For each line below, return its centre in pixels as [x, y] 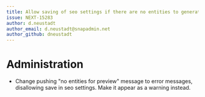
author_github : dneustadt [39, 35]
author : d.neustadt [31, 23]
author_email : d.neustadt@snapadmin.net [59, 29]
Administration [45, 65]
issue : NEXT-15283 [30, 18]
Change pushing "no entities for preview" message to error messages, [104, 81]
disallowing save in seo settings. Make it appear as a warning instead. [103, 88]
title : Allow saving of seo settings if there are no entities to [92, 12]
